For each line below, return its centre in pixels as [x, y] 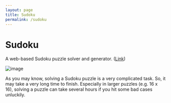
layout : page [19, 10]
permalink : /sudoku [26, 19]
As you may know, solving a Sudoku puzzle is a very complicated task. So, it [86, 79]
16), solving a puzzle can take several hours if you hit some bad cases [79, 89]
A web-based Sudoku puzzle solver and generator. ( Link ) [66, 59]
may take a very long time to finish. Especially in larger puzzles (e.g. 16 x [82, 84]
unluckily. [15, 95]
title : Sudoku [20, 15]
